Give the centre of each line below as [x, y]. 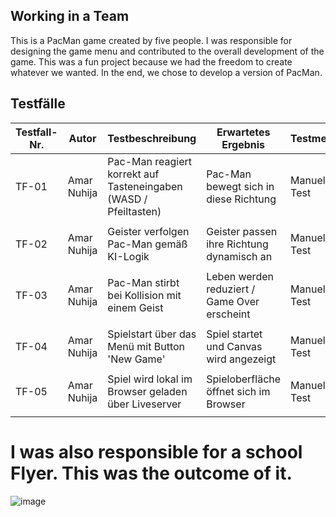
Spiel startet [234, 334]
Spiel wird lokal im [150, 379]
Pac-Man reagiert [149, 161]
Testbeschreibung [152, 138]
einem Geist [135, 307]
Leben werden [240, 276]
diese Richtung [241, 199]
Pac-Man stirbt [143, 282]
